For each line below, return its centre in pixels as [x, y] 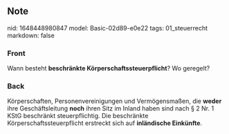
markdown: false [31, 35]
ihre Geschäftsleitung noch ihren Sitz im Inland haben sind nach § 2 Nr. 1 [111, 108]
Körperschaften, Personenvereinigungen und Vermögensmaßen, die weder [114, 101]
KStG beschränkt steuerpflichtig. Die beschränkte [78, 116]
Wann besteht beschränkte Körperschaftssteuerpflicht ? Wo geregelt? [109, 68]
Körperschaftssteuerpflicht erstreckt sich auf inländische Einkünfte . [105, 123]
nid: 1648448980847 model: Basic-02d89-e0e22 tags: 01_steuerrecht [108, 28]
